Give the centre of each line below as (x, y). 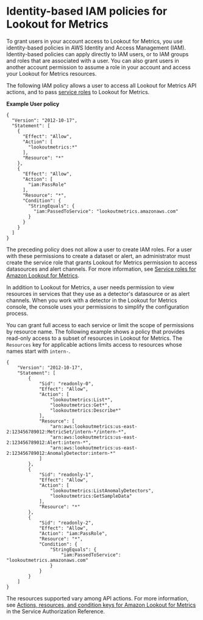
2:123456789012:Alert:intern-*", (49, 442)
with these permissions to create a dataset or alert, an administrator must (98, 256)
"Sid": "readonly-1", (66, 474)
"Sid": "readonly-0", (66, 383)
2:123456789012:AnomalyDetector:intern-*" (61, 453)
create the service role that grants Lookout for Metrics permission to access (102, 262)
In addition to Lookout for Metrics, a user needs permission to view (91, 287)
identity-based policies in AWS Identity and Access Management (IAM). (96, 48)
